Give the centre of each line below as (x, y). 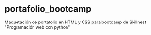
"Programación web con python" (37, 27)
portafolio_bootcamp (48, 9)
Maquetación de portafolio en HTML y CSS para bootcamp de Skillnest (75, 22)
